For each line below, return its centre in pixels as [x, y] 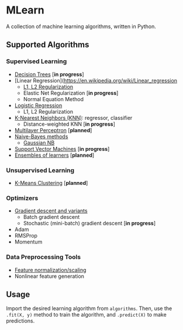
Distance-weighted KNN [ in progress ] [69, 124]
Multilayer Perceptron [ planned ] [53, 130]
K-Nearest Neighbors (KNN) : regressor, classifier [73, 118]
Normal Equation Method [53, 99]
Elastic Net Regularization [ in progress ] [71, 93]
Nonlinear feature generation [49, 276]
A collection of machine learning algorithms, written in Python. [81, 26]
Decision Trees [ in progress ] [49, 74]
